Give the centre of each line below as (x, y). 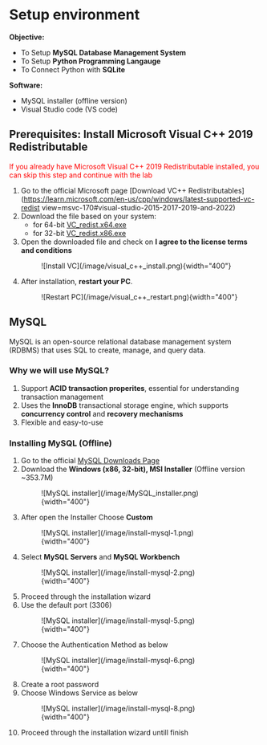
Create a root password (60, 685)
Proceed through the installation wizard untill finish (105, 733)
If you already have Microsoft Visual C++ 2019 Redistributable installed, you (134, 166)
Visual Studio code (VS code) (69, 109)
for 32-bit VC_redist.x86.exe (79, 233)
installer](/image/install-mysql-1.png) (133, 533)
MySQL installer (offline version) (74, 100)
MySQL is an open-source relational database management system (120, 341)
